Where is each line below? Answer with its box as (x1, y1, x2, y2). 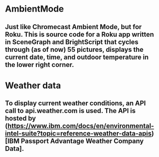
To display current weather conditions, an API (5, 99, 146, 108)
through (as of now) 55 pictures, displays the (5, 45, 144, 54)
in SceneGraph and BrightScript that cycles (5, 38, 139, 46)
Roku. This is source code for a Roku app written (5, 30, 154, 38)
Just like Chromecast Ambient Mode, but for (5, 23, 142, 31)
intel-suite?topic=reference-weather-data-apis (5, 129, 152, 138)
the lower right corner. (5, 61, 74, 69)
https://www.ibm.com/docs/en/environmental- (7, 122, 154, 130)
